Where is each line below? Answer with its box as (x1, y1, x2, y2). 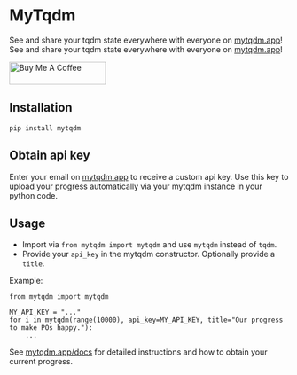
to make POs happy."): (9, 324, 93, 332)
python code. (9, 190, 58, 200)
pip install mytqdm (9, 123, 82, 133)
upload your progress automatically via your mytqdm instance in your (9, 181, 263, 191)
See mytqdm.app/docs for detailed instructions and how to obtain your (9, 347, 268, 357)
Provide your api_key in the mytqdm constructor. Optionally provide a (21, 249, 276, 260)
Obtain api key (9, 148, 90, 163)
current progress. (9, 356, 74, 367)
